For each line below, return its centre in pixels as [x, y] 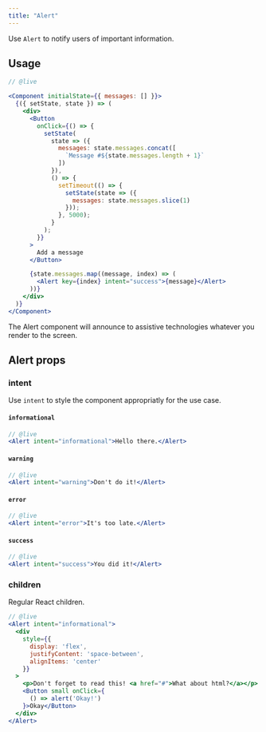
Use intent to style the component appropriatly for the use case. [115, 400]
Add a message [60, 253]
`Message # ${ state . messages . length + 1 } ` [135, 156]
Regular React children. [47, 602]
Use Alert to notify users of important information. [91, 38]
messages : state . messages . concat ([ [117, 149]
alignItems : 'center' [65, 661]
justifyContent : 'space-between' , [87, 654]
